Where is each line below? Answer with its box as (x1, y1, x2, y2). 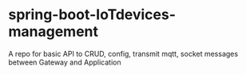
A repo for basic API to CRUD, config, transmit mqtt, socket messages (8, 49, 238, 58)
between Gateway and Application (8, 57, 121, 67)
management (8, 22, 98, 41)
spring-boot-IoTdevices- (8, 6, 177, 24)
